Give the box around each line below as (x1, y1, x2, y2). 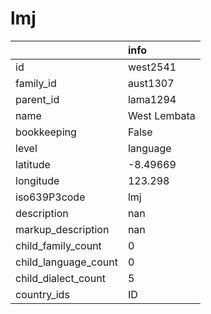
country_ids (15, 287, 70, 301)
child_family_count (15, 238, 102, 252)
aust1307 (127, 76, 175, 90)
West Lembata (127, 108, 196, 122)
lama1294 (127, 92, 177, 106)
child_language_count (15, 255, 118, 269)
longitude (15, 173, 60, 187)
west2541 (127, 60, 177, 74)
